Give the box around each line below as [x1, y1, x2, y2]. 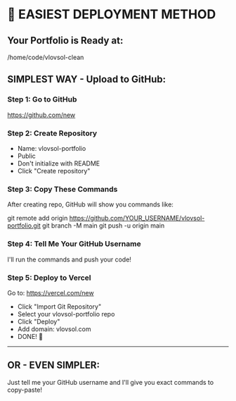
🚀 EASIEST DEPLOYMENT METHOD [7, 6, 216, 23]
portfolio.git [7, 221, 41, 230]
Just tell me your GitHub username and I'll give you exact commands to [7, 378, 214, 386]
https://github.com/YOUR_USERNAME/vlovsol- [69, 214, 205, 223]
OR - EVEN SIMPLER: [7, 359, 100, 371]
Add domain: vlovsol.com [17, 324, 91, 333]
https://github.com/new [7, 111, 76, 119]
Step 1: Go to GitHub [7, 94, 77, 104]
